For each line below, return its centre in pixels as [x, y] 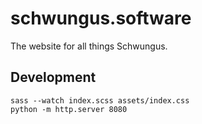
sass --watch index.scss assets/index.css [100, 100]
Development [53, 77]
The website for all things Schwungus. [89, 46]
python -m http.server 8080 [69, 109]
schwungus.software [101, 18]
